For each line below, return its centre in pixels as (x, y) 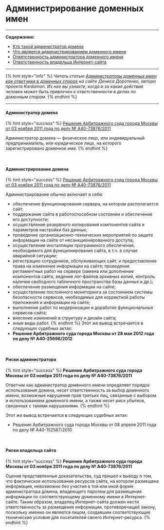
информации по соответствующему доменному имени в (64, 496)
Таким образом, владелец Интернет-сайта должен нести (79, 502)
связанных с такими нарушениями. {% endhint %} (58, 406)
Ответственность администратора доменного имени (68, 57)
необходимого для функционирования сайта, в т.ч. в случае (75, 251)
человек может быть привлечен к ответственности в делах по (71, 91)
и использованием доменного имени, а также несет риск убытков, (75, 400)
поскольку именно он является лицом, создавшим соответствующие (78, 512)
